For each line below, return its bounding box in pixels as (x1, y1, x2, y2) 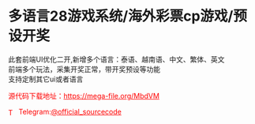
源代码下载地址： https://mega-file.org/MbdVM (8, 91, 160, 100)
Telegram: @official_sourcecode (18, 107, 122, 116)
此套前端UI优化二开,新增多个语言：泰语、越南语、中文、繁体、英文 (8, 54, 225, 64)
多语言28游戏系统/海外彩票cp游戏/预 (8, 7, 247, 25)
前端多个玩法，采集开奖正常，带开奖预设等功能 (8, 64, 160, 73)
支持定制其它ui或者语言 (8, 74, 84, 84)
